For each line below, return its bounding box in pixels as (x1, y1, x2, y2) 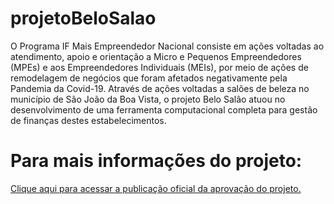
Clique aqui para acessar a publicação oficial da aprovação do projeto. (10, 182, 302, 194)
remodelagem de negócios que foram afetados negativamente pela (10, 72, 288, 84)
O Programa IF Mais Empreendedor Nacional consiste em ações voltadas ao (10, 40, 325, 52)
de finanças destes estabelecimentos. (10, 114, 167, 126)
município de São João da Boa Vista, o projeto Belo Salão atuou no (10, 93, 286, 105)
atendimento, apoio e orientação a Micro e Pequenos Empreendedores (10, 50, 302, 62)
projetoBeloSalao (10, 7, 157, 30)
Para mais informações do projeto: (10, 150, 303, 172)
